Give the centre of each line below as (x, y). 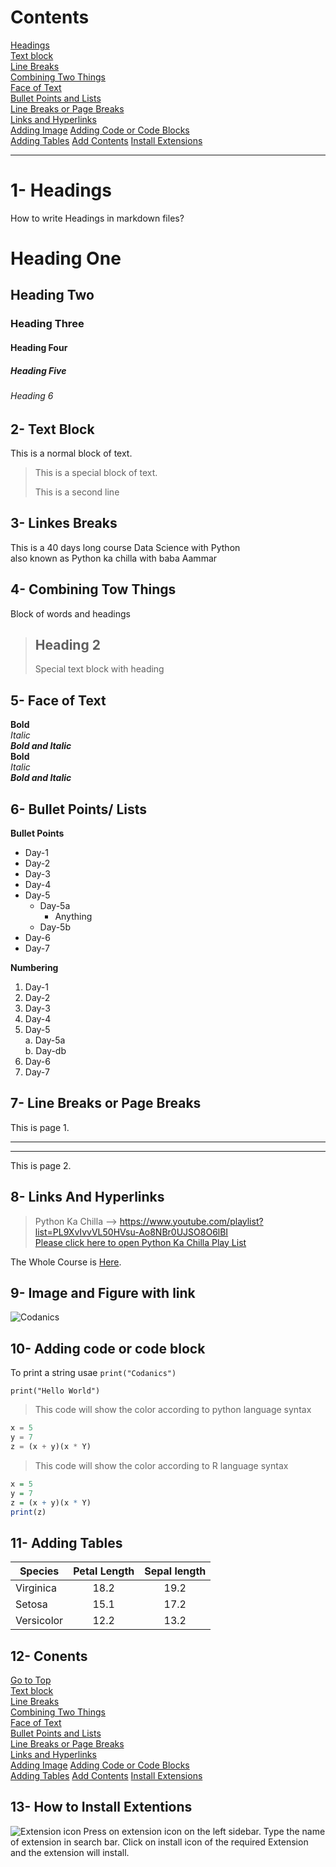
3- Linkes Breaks (64, 523)
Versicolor (39, 1621)
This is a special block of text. (96, 472)
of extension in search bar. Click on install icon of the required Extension (159, 1842)
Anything (73, 917)
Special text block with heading (99, 669)
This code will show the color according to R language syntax (161, 1465)
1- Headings (61, 190)
